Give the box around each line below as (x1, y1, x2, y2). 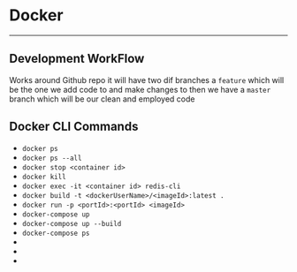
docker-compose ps (21, 229, 90, 238)
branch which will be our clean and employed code (9, 94, 195, 104)
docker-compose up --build (21, 219, 122, 228)
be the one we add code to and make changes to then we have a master (9, 84, 271, 94)
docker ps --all (21, 154, 82, 162)
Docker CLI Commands (9, 119, 139, 134)
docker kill (21, 172, 66, 181)
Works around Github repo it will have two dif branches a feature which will (9, 74, 285, 85)
